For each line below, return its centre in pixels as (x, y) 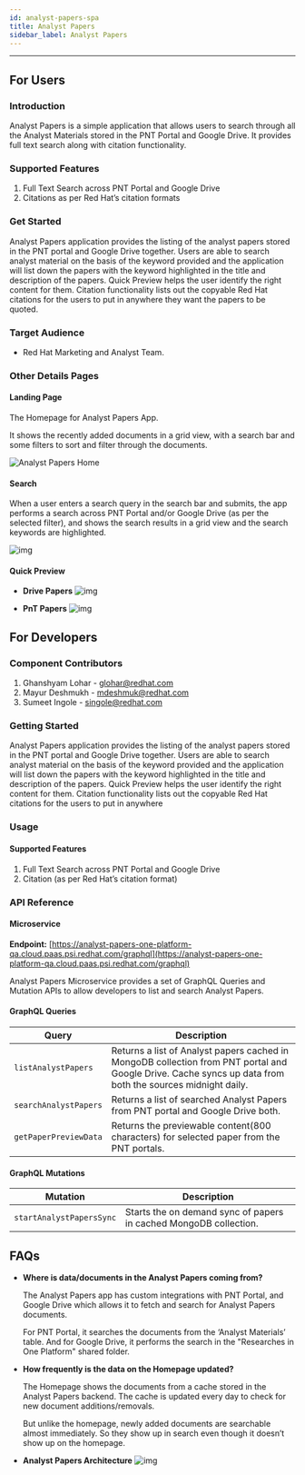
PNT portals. (138, 1148)
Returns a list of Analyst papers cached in (200, 1051)
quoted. (24, 309)
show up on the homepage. (74, 1442)
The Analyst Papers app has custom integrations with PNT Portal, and (153, 1295)
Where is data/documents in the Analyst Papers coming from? (143, 1277)
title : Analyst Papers (52, 26)
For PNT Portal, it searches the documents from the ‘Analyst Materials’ (154, 1331)
